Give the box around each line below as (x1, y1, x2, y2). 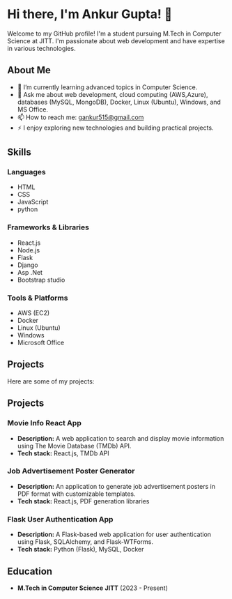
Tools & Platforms (7, 293, 68, 303)
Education (7, 565, 53, 577)
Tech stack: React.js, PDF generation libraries (17, 496, 150, 505)
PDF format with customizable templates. (17, 490, 136, 498)
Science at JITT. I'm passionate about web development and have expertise (7, 36, 225, 45)
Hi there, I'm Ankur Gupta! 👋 (7, 6, 173, 22)
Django (17, 261, 38, 269)
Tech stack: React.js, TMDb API (17, 449, 109, 457)
